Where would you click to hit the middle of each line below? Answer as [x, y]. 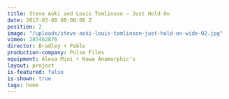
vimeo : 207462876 [32, 40]
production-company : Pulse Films [56, 53]
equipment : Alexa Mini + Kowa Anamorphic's [72, 59]
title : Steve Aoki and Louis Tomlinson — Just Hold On [89, 14]
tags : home [23, 85]
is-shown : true [29, 78]
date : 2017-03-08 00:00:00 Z [50, 20]
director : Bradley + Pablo [46, 46]
